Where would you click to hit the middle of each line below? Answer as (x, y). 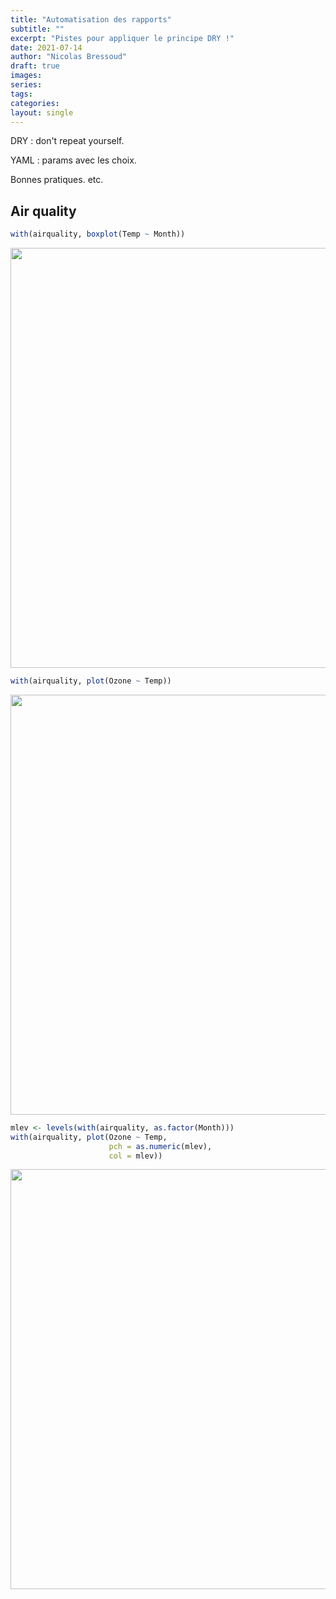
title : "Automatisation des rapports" (91, 19)
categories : (35, 103)
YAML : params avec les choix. (73, 160)
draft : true (35, 66)
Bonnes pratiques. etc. (57, 180)
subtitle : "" (37, 29)
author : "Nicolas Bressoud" (69, 57)
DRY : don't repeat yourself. (67, 141)
